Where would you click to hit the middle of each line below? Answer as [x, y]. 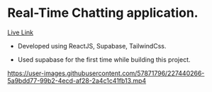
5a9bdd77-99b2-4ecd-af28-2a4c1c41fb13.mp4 [77, 80]
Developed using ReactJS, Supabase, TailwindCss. [92, 46]
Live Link [21, 32]
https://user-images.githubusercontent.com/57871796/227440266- [106, 73]
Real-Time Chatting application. [103, 13]
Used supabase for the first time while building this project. [104, 59]
